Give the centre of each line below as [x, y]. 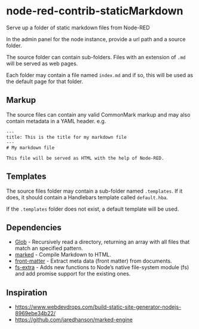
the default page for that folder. [45, 81]
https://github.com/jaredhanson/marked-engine [74, 320]
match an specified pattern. [49, 248]
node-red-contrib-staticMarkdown [95, 11]
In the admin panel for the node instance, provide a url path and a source [96, 39]
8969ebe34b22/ [35, 313]
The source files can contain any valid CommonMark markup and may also [98, 114]
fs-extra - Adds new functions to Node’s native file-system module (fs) [102, 267]
